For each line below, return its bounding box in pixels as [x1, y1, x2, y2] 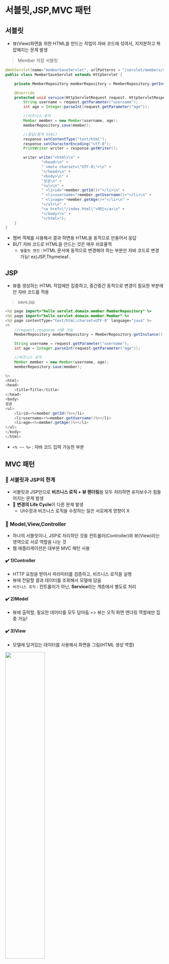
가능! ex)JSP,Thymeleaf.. [20, 254, 71, 260]
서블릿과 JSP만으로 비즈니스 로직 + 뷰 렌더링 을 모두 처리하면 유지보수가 [12, 489, 152, 495]
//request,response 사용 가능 [14, 328, 73, 333]
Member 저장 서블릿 [17, 57, 58, 63]
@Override [14, 90, 35, 96]
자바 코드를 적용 [18, 289, 49, 295]
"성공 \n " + [41, 178, 62, 184]
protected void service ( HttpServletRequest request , [14, 95, 127, 100]
